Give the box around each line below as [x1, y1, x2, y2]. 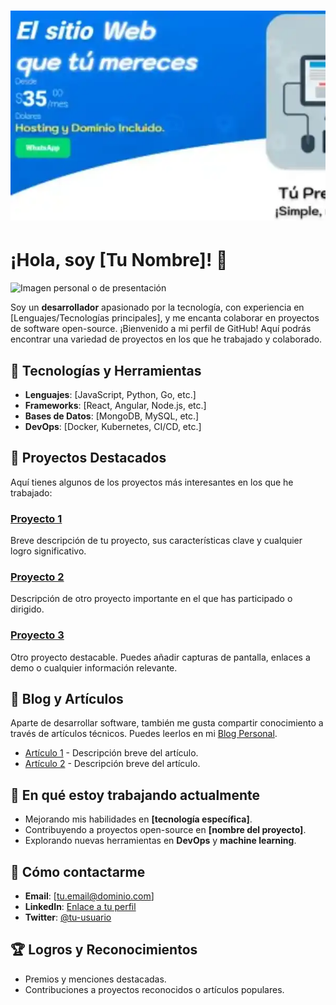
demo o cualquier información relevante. [10, 661, 178, 674]
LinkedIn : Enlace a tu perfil [24, 901, 137, 913]
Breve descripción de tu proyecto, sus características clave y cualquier [10, 535, 303, 547]
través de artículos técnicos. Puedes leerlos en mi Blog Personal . [10, 728, 278, 740]
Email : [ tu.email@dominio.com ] [24, 890, 155, 902]
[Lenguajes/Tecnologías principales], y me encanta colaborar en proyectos [10, 312, 320, 324]
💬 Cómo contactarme [10, 863, 146, 880]
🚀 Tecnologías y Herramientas [10, 362, 202, 379]
